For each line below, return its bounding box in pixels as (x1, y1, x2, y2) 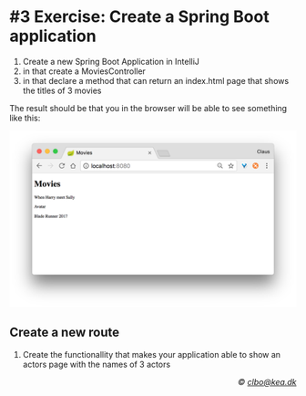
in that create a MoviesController (22, 66, 146, 77)
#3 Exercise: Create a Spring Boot (9, 6, 270, 27)
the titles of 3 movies (22, 85, 102, 96)
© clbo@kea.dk (238, 376, 297, 387)
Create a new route (9, 325, 120, 340)
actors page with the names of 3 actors (22, 359, 171, 370)
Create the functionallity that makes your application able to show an (22, 349, 280, 360)
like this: (9, 112, 41, 123)
